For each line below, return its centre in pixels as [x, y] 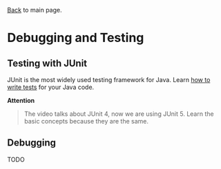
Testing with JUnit [47, 63]
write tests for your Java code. [51, 87]
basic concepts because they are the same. [86, 121]
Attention [21, 100]
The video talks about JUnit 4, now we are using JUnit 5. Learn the [119, 114]
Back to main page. [35, 10]
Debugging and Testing [76, 38]
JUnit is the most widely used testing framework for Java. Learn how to [109, 80]
